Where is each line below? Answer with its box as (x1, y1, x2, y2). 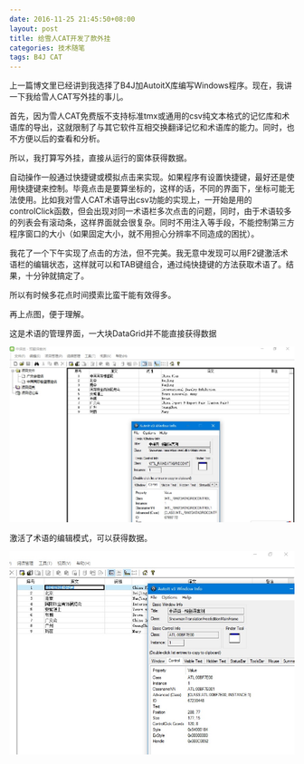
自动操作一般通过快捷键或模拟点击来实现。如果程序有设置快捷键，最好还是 (9, 172, 287, 183)
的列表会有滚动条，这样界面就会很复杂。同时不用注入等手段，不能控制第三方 (9, 218, 295, 228)
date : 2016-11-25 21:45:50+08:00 (9, 15, 136, 24)
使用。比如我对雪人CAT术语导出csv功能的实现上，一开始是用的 (16, 195, 252, 206)
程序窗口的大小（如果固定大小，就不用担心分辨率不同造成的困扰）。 (9, 228, 260, 239)
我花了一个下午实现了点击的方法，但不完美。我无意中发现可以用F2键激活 (9, 247, 280, 258)
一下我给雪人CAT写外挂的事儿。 (9, 92, 128, 102)
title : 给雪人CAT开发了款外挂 (9, 34, 111, 43)
